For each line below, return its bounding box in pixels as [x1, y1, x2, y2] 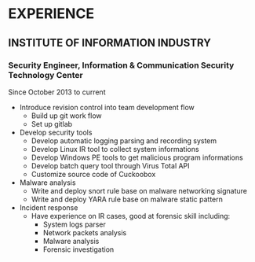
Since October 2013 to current [8, 87, 106, 97]
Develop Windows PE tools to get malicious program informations [31, 153, 243, 162]
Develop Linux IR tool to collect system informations [31, 144, 199, 153]
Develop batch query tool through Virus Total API [31, 161, 190, 170]
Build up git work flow [31, 111, 102, 120]
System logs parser [42, 220, 106, 229]
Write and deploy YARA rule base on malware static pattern [31, 194, 224, 204]
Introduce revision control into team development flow [19, 102, 195, 112]
